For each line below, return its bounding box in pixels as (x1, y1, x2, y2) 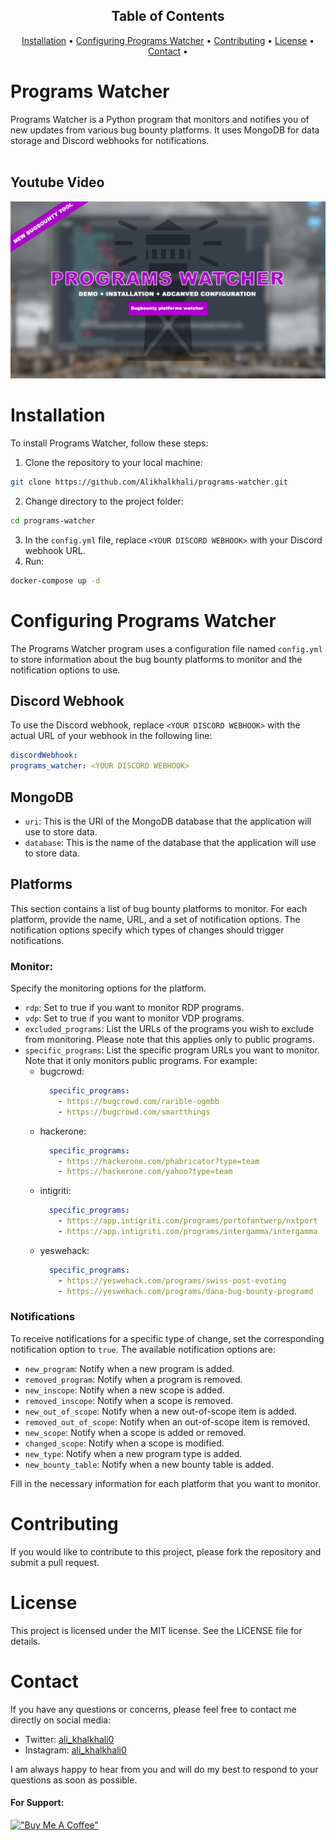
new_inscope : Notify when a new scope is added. (24, 1384, 225, 1396)
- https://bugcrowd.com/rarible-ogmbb (58, 1096, 220, 1106)
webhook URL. (24, 544, 86, 556)
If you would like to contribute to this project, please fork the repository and (10, 1545, 322, 1558)
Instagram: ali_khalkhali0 (24, 1744, 127, 1756)
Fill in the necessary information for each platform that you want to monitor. (10, 1477, 322, 1489)
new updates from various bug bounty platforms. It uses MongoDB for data (10, 124, 320, 136)
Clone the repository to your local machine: (24, 457, 203, 468)
